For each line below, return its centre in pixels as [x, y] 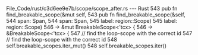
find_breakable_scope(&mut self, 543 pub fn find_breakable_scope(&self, [96, 15]
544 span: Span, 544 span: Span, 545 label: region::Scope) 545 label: [92, 21]
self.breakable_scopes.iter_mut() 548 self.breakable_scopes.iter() [87, 46]
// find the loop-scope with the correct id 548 [62, 39]
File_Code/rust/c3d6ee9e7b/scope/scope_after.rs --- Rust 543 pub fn [92, 8]
